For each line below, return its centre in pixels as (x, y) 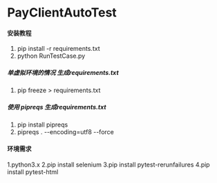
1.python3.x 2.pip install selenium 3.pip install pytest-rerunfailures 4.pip (108, 164)
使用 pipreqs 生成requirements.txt (57, 107)
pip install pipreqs (43, 125)
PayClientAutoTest (62, 13)
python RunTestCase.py (51, 56)
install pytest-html (33, 172)
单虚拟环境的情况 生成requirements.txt (63, 72)
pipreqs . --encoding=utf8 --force (65, 132)
